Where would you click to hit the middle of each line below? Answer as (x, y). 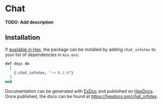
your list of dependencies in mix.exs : (42, 54)
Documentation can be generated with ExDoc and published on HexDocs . (80, 91)
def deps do (17, 64)
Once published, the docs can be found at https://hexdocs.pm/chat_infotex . (82, 97)
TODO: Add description (29, 22)
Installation (23, 38)
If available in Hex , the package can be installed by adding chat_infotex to (81, 49)
